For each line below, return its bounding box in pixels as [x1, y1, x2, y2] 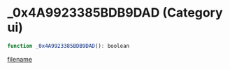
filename [7, 55, 33, 63]
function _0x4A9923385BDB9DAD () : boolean [7, 42, 130, 49]
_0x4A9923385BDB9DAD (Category [7, 5, 223, 21]
